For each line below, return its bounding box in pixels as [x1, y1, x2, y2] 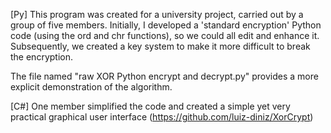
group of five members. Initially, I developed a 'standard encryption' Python [10, 19, 322, 31]
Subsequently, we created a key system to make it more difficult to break [10, 40, 311, 52]
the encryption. [10, 51, 73, 63]
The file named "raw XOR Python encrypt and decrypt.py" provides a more [10, 70, 319, 82]
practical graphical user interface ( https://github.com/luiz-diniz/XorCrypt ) [10, 111, 314, 123]
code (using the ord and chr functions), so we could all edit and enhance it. [10, 30, 320, 41]
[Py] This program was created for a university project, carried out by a [10, 9, 304, 20]
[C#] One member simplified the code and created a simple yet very [10, 100, 291, 112]
